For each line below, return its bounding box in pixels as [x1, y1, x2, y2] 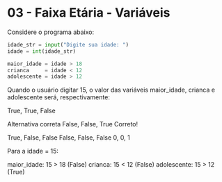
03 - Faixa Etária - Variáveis [7, 5, 171, 21]
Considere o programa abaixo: [7, 28, 95, 36]
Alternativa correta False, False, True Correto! [7, 120, 138, 129]
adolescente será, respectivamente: [7, 93, 110, 101]
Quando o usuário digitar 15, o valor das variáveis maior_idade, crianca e [7, 85, 216, 94]
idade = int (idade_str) [7, 47, 77, 55]
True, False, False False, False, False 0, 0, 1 [7, 133, 130, 142]
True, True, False [7, 106, 56, 115]
